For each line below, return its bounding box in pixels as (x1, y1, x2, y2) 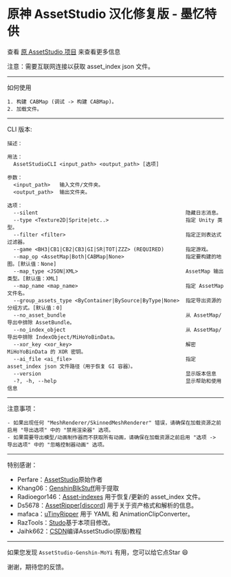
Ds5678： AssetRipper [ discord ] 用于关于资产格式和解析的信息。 (16, 501, 198, 510)
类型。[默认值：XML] (7, 275, 59, 282)
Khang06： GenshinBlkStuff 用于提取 (16, 483, 119, 492)
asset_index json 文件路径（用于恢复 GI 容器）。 (7, 363, 136, 370)
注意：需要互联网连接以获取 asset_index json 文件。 (7, 62, 155, 70)
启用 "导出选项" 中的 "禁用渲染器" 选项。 (7, 426, 114, 434)
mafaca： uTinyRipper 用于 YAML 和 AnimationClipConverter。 (16, 510, 194, 518)
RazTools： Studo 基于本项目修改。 (16, 518, 115, 527)
